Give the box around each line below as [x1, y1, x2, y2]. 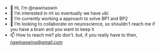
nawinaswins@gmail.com [10, 39, 63, 45]
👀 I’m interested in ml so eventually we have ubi [10, 10, 109, 16]
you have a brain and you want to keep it [10, 26, 95, 32]
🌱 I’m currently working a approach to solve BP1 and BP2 [10, 16, 128, 21]
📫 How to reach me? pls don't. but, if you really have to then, [10, 32, 137, 38]
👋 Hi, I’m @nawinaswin [10, 5, 58, 11]
